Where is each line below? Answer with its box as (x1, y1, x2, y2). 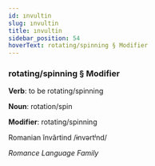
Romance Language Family (8, 148, 99, 158)
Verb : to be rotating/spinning (8, 86, 104, 96)
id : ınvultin (8, 11, 52, 20)
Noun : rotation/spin (8, 102, 73, 111)
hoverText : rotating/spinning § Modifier (8, 42, 149, 50)
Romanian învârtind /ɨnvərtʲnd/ (8, 133, 108, 143)
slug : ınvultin (8, 19, 59, 27)
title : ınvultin (8, 26, 62, 34)
